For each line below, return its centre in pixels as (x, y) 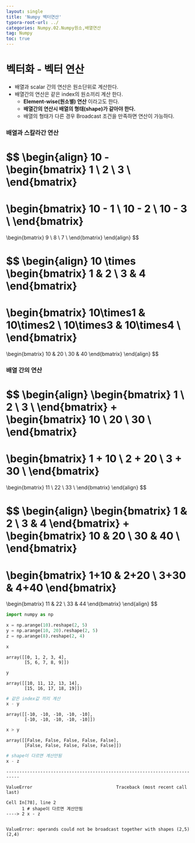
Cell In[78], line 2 (31, 803)
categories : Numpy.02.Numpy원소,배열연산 (54, 28)
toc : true (18, 39)
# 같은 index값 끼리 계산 (33, 698)
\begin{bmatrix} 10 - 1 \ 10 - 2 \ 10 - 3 (97, 209)
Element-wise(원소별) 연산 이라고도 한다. (71, 101)
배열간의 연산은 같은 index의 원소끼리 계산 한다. (69, 94)
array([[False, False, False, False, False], (62, 741)
